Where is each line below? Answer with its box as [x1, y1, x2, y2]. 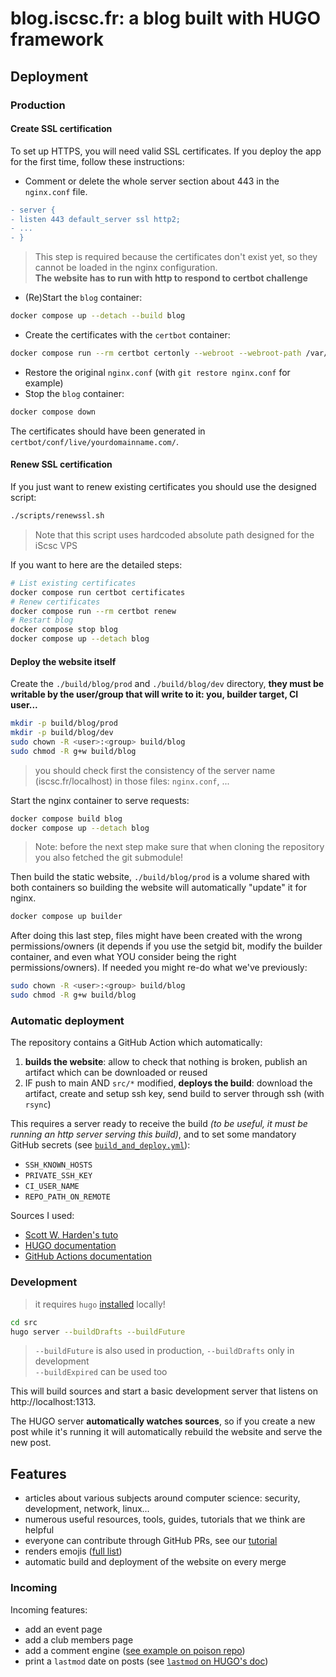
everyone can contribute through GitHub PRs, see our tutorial [24, 1535, 278, 1547]
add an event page [24, 1623, 103, 1635]
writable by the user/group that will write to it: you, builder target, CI [10, 688, 299, 701]
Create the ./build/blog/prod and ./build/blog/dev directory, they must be [10, 678, 325, 690]
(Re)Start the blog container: [24, 292, 143, 304]
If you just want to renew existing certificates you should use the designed [10, 481, 317, 493]
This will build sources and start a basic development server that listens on [10, 1385, 319, 1397]
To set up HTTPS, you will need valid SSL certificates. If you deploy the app [10, 145, 322, 157]
